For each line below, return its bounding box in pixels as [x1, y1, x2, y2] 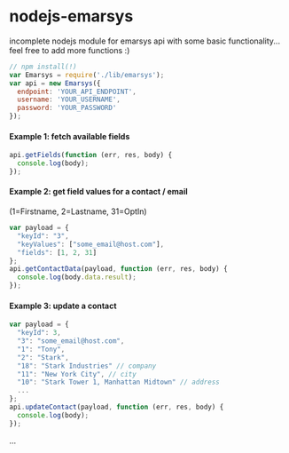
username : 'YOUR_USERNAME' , [17, 95, 121, 104]
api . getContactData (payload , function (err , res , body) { [9, 265, 228, 274]
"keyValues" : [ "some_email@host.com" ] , [17, 240, 165, 249]
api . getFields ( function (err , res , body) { [9, 151, 173, 160]
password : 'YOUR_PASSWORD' [17, 104, 117, 113]
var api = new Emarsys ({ [9, 78, 101, 88]
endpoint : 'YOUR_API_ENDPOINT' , [17, 87, 137, 96]
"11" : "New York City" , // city [17, 370, 137, 378]
